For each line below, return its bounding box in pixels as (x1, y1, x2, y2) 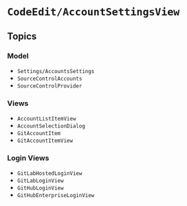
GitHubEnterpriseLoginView (16, 192, 95, 199)
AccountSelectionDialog (16, 123, 86, 130)
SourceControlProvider (16, 82, 82, 90)
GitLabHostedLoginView (16, 170, 82, 177)
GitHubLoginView (16, 185, 64, 192)
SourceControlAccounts (16, 75, 82, 82)
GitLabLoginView (16, 178, 64, 185)
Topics (7, 30, 37, 42)
